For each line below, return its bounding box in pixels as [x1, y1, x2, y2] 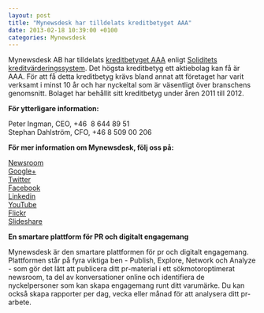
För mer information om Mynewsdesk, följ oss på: [8, 143, 174, 152]
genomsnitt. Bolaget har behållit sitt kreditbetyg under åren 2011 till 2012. [8, 88, 244, 99]
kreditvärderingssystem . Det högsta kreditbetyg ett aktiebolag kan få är [8, 64, 240, 73]
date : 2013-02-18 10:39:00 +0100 [8, 26, 118, 34]
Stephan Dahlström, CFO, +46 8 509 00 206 [8, 128, 152, 137]
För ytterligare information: [8, 104, 99, 114]
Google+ [8, 166, 37, 176]
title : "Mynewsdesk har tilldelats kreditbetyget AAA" [8, 19, 192, 27]
